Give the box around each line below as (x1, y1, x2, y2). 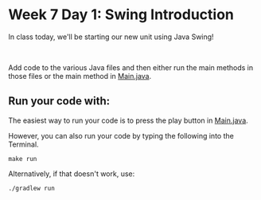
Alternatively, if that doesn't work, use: (8, 169, 135, 178)
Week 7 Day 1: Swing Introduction (8, 6, 235, 24)
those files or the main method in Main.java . (8, 71, 152, 80)
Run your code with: (8, 94, 110, 108)
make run (8, 155, 37, 163)
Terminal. (8, 139, 39, 149)
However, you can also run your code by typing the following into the (8, 131, 235, 140)
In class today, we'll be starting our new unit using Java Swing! (8, 32, 214, 41)
